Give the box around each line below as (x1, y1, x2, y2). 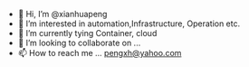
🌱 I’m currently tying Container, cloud (17, 28, 158, 38)
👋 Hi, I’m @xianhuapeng (17, 9, 108, 19)
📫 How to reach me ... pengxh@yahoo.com (17, 48, 182, 58)
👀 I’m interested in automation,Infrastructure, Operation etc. (17, 18, 241, 29)
